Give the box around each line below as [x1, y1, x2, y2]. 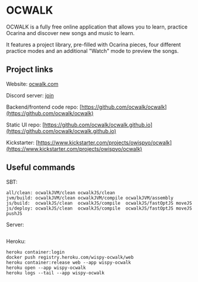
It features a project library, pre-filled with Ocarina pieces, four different [6, 41, 181, 48]
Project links [6, 65, 53, 75]
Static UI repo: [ [6, 121, 44, 128]
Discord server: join [6, 91, 55, 99]
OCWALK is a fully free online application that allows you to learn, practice [6, 23, 188, 30]
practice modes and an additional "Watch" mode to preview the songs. [6, 47, 179, 54]
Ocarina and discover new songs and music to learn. [6, 29, 135, 36]
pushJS [6, 210, 23, 217]
